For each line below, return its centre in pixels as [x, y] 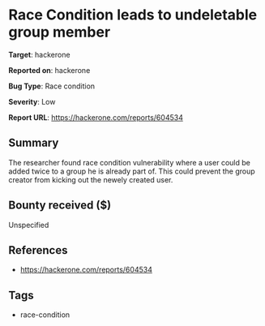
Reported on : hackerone [49, 70]
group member [60, 32]
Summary [34, 143]
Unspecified [29, 225]
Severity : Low [32, 101]
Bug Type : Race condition [52, 86]
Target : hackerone [39, 54]
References [38, 250]
